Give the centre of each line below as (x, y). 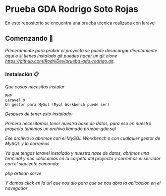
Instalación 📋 (22, 74)
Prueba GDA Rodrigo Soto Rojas (72, 9)
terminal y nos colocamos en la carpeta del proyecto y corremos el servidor (83, 159)
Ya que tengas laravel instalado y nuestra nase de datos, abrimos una (77, 153)
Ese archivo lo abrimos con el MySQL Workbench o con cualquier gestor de (83, 138)
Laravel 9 (15, 100)
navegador (16, 188)
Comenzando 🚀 (29, 38)
